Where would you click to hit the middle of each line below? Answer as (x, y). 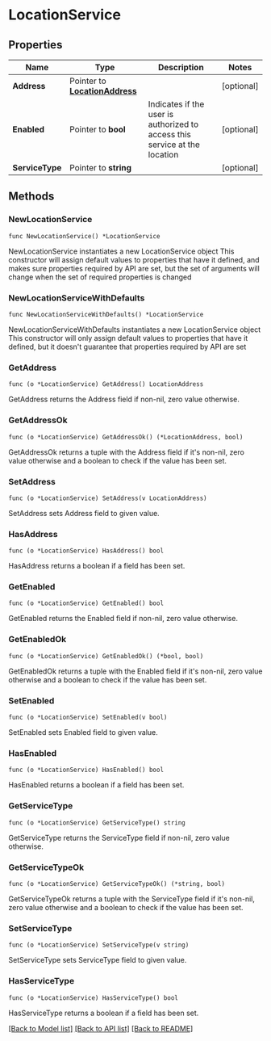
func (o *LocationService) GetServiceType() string (97, 823)
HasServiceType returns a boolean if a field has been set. (104, 1013)
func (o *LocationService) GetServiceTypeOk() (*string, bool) (117, 884)
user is (161, 114)
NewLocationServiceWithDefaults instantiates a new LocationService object (134, 330)
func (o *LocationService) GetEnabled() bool (86, 603)
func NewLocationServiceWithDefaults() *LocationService (106, 314)
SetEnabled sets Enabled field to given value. (83, 732)
